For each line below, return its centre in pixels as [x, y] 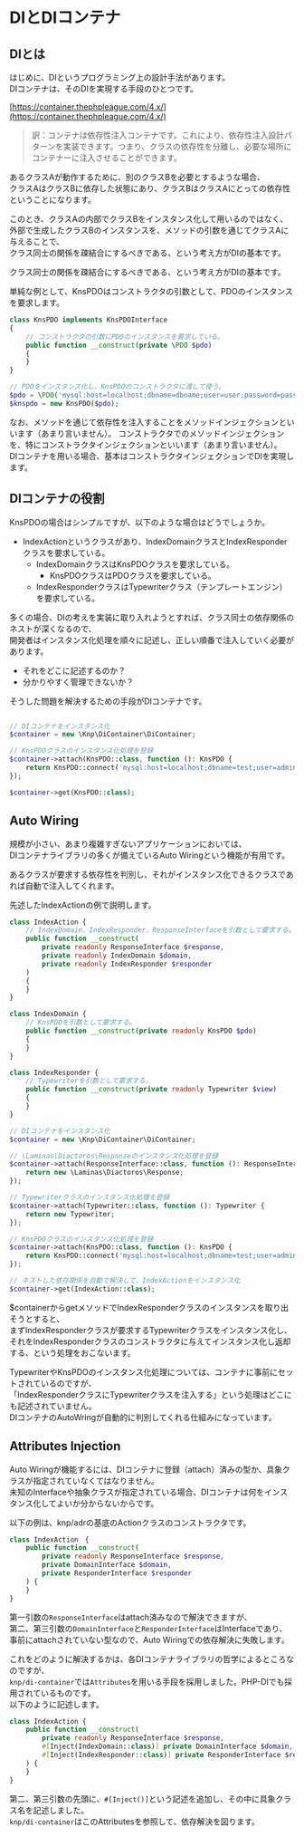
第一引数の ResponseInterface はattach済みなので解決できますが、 [131, 1617]
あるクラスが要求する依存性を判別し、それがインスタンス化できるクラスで [148, 874]
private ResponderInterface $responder [117, 1573]
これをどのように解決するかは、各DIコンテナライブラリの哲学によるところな [152, 1658]
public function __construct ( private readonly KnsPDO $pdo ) [141, 1031]
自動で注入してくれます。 [72, 885]
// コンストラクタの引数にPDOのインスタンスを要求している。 [125, 336]
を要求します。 [37, 303]
